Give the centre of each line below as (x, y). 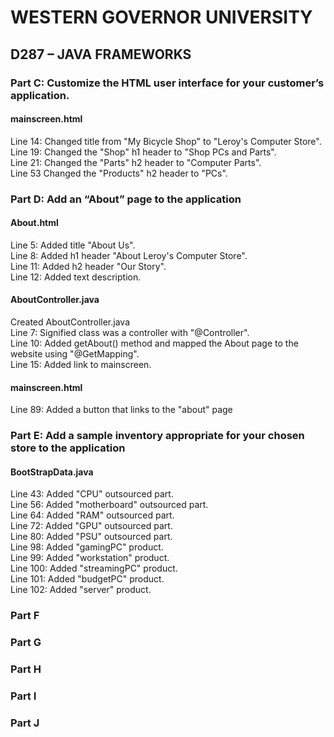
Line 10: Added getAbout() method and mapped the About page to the (154, 343)
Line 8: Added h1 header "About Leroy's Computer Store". (129, 255)
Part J (25, 723)
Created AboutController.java (70, 322)
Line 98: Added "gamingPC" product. (87, 547)
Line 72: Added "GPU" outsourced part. (91, 526)
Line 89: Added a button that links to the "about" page (121, 410)
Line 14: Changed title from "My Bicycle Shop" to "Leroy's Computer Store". (166, 141)
